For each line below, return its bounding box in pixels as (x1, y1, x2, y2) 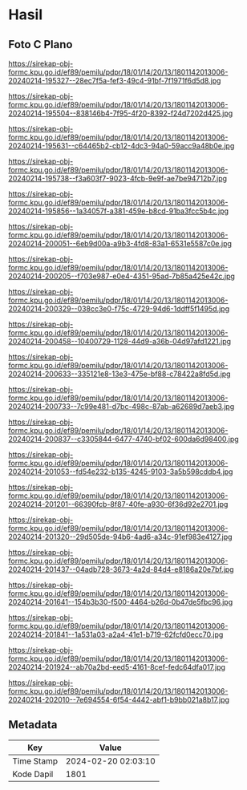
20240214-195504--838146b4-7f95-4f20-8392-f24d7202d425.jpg (8, 108, 233, 118)
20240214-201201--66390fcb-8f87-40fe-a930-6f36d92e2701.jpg (8, 500, 229, 508)
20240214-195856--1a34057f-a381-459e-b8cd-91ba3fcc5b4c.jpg (8, 206, 229, 216)
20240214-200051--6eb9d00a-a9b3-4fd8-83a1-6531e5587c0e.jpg (8, 239, 233, 248)
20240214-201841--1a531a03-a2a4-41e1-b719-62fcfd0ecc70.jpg (8, 630, 224, 639)
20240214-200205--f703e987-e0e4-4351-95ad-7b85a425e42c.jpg (8, 271, 235, 281)
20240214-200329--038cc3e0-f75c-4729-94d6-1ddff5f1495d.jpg (8, 304, 230, 314)
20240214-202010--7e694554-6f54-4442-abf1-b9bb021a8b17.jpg (8, 695, 230, 704)
